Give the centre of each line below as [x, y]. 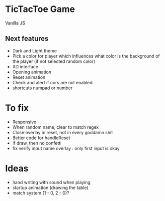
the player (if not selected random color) [54, 61]
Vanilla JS [15, 23]
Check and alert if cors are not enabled [52, 82]
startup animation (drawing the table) [50, 188]
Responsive [24, 122]
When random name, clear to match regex [55, 127]
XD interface [25, 66]
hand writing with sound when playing [51, 182]
